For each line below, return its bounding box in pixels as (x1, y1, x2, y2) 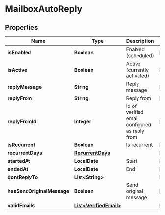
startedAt (7, 158, 30, 164)
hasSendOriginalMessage (7, 188, 70, 194)
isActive (7, 67, 27, 73)
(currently (126, 67, 149, 73)
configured (126, 121, 152, 128)
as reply (126, 127, 145, 134)
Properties (5, 23, 38, 32)
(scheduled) (126, 52, 155, 59)
